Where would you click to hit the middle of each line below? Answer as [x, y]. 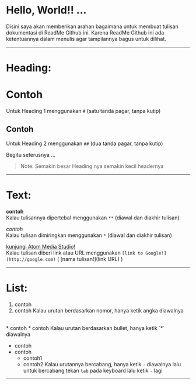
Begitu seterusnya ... [31, 154]
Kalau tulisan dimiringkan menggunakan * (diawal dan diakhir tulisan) [89, 235]
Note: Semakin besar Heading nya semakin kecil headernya [92, 166]
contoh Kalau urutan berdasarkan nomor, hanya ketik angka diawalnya [99, 310]
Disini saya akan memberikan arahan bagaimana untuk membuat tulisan [92, 26]
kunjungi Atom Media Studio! [41, 246]
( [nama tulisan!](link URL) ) [90, 259]
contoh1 [33, 358]
